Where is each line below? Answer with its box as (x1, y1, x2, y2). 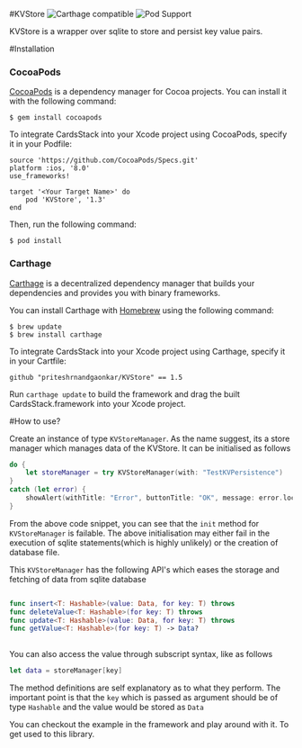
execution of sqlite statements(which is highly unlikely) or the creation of (9, 536, 279, 548)
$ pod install (9, 237, 63, 246)
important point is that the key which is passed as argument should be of (9, 692, 279, 703)
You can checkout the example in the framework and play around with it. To (9, 719, 289, 730)
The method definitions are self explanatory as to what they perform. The (9, 682, 281, 693)
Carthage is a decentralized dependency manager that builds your (9, 277, 255, 288)
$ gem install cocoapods (9, 113, 102, 122)
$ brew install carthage (9, 329, 102, 339)
